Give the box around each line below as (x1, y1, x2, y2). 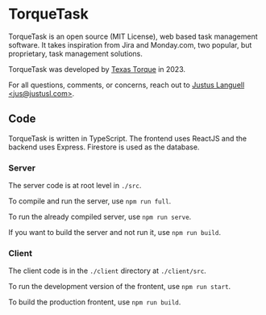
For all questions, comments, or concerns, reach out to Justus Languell (8, 80, 245, 90)
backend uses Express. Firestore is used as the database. (8, 142, 200, 152)
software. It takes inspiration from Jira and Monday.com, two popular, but (8, 40, 252, 49)
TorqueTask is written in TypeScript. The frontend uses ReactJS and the (8, 133, 247, 143)
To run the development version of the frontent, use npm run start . (8, 282, 231, 292)
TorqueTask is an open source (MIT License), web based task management (8, 31, 258, 41)
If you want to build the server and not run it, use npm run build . (8, 228, 222, 237)
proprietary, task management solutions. (8, 48, 143, 58)
